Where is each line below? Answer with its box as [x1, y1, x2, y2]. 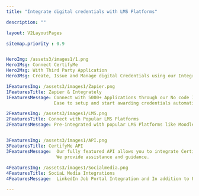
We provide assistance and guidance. [56, 154, 150, 160]
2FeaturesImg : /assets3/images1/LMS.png [6, 110, 108, 117]
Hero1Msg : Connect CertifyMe [6, 62, 78, 68]
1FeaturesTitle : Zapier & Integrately [6, 89, 102, 95]
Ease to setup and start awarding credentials [53, 100, 171, 106]
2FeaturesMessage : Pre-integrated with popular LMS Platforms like [6, 122, 176, 128]
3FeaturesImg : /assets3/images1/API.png [6, 138, 108, 143]
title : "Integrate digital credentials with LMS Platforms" [6, 8, 158, 15]
